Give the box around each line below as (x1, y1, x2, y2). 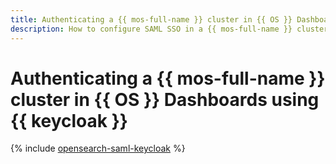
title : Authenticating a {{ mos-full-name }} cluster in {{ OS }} (10, 14, 293, 25)
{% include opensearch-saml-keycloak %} (10, 142, 186, 155)
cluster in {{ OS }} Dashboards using (10, 88, 320, 111)
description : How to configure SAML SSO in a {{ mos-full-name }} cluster (10, 24, 329, 34)
